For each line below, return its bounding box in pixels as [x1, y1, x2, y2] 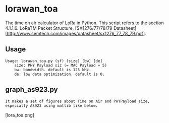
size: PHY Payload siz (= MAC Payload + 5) [14, 63, 107, 68]
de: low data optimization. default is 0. [14, 72, 105, 77]
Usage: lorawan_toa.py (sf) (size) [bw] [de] [5, 58, 102, 64]
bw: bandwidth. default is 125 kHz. [14, 67, 92, 72]
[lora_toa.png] [5, 112, 34, 118]
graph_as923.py [5, 85, 58, 94]
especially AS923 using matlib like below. [5, 103, 98, 108]
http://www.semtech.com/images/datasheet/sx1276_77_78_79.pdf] [7, 30, 145, 36]
